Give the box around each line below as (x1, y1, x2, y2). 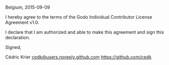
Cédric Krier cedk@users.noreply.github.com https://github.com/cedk (5, 54, 152, 60)
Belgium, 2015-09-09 (5, 5, 50, 10)
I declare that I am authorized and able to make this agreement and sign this (5, 29, 164, 35)
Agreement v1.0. (5, 20, 40, 25)
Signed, (5, 44, 21, 50)
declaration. (5, 35, 30, 40)
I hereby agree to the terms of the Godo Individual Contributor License (5, 14, 152, 20)
